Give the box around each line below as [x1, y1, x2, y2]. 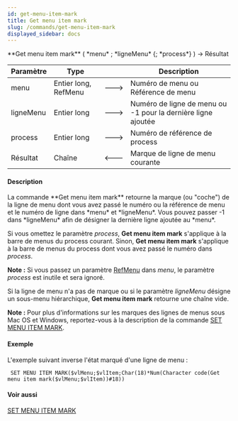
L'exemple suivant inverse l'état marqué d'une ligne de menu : [7, 356, 188, 364]
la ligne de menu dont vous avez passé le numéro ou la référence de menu [7, 200, 225, 209]
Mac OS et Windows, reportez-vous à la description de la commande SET [7, 316, 222, 324]
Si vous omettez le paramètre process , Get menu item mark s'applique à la [7, 229, 227, 238]
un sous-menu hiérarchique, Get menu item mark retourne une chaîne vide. [7, 295, 229, 303]
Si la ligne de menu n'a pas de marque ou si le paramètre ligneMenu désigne [7, 287, 231, 295]
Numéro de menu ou [130, 79, 199, 89]
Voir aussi [7, 390, 38, 399]
